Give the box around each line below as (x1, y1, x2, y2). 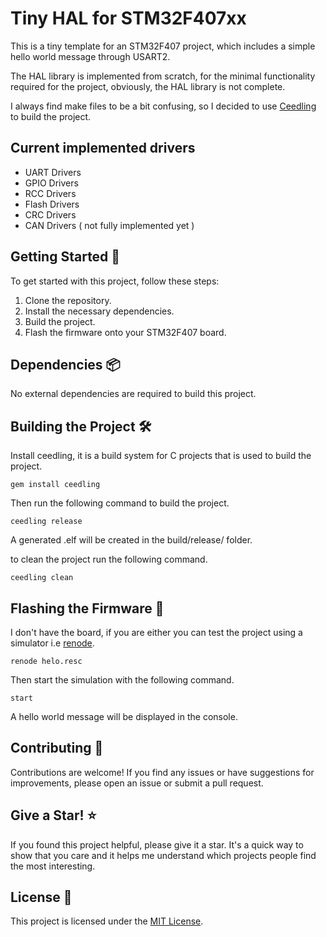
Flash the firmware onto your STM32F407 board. (24, 326, 227, 338)
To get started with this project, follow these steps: (10, 275, 220, 287)
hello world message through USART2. (10, 50, 171, 62)
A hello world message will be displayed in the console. (10, 711, 238, 722)
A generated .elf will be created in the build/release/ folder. (10, 534, 253, 546)
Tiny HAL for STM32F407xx (10, 7, 247, 30)
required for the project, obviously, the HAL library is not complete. (10, 80, 286, 92)
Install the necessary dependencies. (24, 305, 175, 317)
